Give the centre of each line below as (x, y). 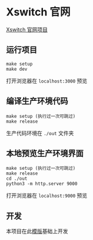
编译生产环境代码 (37, 101)
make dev (17, 69)
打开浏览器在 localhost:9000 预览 (47, 196)
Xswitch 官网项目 (27, 29)
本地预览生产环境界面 (45, 153)
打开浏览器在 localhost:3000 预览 (47, 81)
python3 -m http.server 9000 (42, 184)
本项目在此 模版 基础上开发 (37, 231)
